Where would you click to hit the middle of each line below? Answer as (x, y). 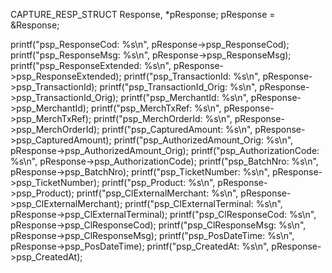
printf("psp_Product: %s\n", (158, 182)
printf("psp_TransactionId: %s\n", (192, 76)
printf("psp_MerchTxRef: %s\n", (156, 108)
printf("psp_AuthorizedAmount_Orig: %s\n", (203, 140)
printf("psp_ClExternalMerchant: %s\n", (157, 193)
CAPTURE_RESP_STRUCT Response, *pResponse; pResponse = (143, 14)
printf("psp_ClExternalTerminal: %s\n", (203, 203)
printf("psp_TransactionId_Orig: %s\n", (178, 87)
